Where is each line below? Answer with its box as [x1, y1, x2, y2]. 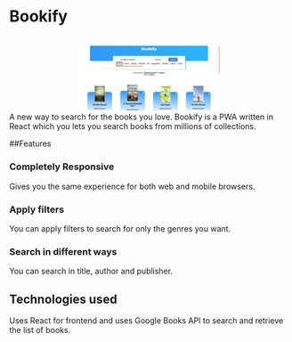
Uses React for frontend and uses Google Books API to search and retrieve [9, 315, 284, 326]
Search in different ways [9, 245, 118, 257]
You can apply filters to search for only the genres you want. [9, 223, 231, 233]
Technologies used [9, 291, 118, 306]
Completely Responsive [9, 160, 115, 173]
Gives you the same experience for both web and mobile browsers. [9, 181, 255, 191]
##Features [9, 138, 52, 149]
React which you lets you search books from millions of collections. [9, 121, 256, 132]
